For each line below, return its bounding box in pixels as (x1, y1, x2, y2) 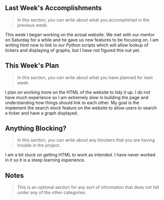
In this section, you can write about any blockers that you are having (17, 137, 155, 143)
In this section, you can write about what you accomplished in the (17, 17, 150, 23)
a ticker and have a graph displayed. (5, 110, 78, 116)
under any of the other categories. (17, 190, 87, 196)
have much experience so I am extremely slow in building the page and (5, 94, 148, 100)
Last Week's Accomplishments (5, 4, 102, 12)
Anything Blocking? (5, 125, 67, 133)
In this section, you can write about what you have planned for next (17, 75, 153, 80)
